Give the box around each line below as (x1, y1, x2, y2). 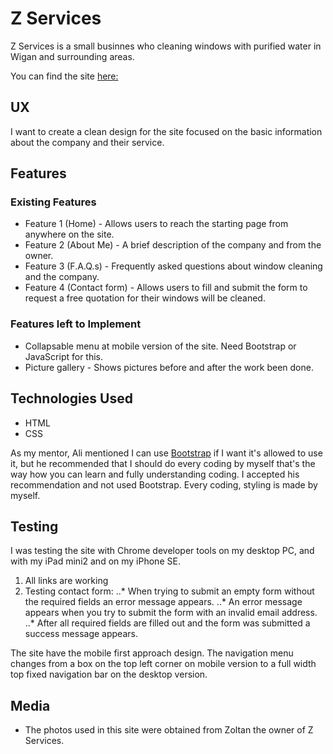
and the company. (24, 271, 100, 283)
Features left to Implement (10, 317, 142, 331)
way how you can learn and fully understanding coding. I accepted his (10, 468, 300, 480)
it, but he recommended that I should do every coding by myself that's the (10, 457, 316, 469)
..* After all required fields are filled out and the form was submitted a (24, 617, 311, 629)
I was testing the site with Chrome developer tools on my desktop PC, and (10, 545, 315, 557)
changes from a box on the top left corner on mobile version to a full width (10, 658, 317, 670)
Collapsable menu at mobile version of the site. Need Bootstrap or (24, 340, 297, 352)
